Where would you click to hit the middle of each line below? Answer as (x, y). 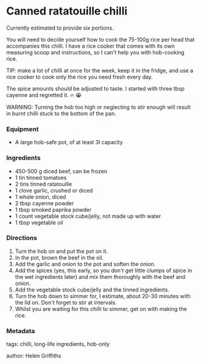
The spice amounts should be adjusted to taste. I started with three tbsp (95, 88)
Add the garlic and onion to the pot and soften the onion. (85, 264)
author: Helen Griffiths (34, 356)
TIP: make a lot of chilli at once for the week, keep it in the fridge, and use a (100, 70)
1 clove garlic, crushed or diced (54, 190)
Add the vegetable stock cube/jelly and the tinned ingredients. (92, 289)
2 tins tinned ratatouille (43, 184)
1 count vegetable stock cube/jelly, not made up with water (88, 216)
